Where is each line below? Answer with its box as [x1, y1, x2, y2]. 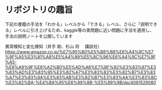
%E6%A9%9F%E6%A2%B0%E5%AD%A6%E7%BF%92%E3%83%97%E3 [5, 64, 156, 70]
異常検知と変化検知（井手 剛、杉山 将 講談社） [5, 43, 102, 49]
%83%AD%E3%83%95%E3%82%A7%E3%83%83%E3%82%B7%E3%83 [5, 69, 156, 75]
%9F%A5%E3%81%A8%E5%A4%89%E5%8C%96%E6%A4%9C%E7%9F [5, 54, 156, 60]
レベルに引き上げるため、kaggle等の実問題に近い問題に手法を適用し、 [13, 27, 154, 33]
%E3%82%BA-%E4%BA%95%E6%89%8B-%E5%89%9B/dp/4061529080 [5, 79, 156, 85]
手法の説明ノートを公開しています [5, 33, 73, 39]
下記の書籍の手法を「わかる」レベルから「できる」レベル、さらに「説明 [5, 21, 149, 27]
